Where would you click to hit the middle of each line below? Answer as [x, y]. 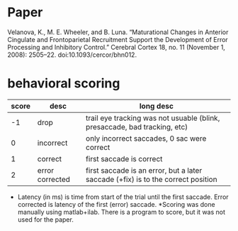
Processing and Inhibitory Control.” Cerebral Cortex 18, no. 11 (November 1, [116, 47]
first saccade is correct [124, 159]
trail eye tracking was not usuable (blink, [153, 118]
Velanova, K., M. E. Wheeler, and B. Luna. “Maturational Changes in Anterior [118, 32]
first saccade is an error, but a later [144, 170]
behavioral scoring [64, 84]
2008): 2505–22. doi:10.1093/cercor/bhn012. [72, 55]
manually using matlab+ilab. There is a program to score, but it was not [121, 212]
